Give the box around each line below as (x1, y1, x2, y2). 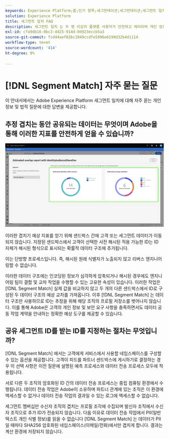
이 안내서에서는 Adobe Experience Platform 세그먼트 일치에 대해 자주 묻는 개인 (5, 97, 161, 103)
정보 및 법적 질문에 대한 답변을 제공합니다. (5, 104, 87, 110)
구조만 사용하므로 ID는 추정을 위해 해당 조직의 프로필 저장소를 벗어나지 (10, 298, 148, 304)
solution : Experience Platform (5, 13, 71, 19)
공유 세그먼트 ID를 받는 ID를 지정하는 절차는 (5, 327, 132, 335)
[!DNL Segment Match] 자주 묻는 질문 (5, 80, 158, 91)
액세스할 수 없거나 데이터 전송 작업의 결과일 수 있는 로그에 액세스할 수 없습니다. (5, 393, 159, 399)
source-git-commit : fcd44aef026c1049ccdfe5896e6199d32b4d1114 (5, 35, 138, 40)
